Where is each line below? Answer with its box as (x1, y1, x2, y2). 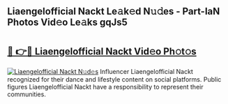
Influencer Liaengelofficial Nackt (100, 68, 193, 75)
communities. (7, 90, 47, 98)
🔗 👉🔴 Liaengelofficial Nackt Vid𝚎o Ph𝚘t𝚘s (7, 45, 197, 57)
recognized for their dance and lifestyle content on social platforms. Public (7, 75, 222, 83)
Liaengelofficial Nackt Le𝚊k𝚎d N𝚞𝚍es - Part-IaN (7, 6, 220, 17)
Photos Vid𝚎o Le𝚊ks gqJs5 (7, 17, 128, 29)
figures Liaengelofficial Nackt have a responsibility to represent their (7, 83, 204, 91)
